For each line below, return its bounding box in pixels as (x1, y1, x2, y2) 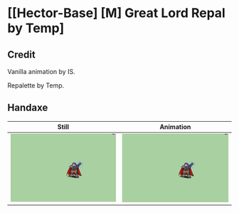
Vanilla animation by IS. (7, 68, 76, 76)
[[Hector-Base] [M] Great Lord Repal (7, 5, 225, 21)
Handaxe (7, 102, 48, 114)
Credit (7, 48, 36, 61)
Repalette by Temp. (7, 81, 65, 90)
